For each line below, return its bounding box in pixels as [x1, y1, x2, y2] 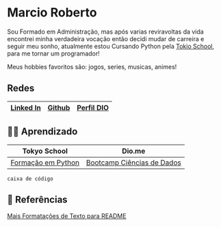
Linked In [10, 103, 41, 112]
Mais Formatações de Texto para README [7, 212, 127, 220]
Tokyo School [22, 146, 68, 156]
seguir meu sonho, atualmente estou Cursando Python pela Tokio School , [7, 42, 215, 50]
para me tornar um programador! [7, 49, 101, 58]
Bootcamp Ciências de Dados [86, 158, 181, 167]
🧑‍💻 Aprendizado [7, 126, 78, 138]
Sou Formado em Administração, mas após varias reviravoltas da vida [7, 27, 204, 36]
